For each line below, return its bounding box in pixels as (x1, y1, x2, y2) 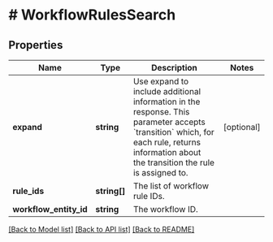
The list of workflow (132, 180, 210, 192)
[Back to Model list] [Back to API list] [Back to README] (8, 225, 195, 234)
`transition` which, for (132, 127, 215, 137)
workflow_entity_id (12, 204, 88, 214)
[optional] (223, 122, 261, 132)
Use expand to (132, 76, 189, 87)
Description (151, 63, 197, 73)
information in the (132, 96, 201, 107)
